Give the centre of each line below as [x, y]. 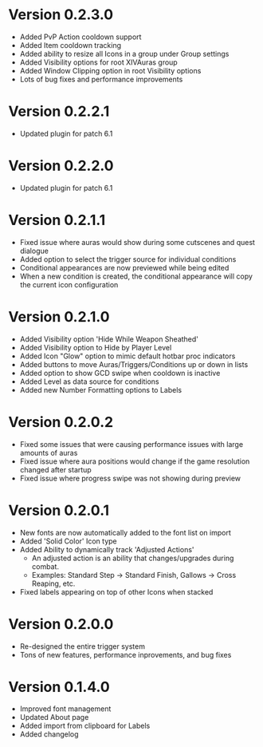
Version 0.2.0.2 [61, 422]
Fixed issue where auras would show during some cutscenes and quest [137, 242]
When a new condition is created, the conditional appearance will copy [136, 276]
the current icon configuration [69, 284]
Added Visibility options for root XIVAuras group [98, 62]
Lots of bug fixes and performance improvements [101, 79]
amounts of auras [49, 453]
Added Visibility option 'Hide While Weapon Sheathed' [109, 339]
